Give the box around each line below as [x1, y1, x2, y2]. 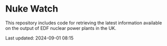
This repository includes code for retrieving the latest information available [5, 20, 162, 26]
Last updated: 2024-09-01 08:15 [5, 35, 74, 41]
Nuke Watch [5, 3, 59, 15]
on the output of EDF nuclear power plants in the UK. [5, 25, 116, 31]
